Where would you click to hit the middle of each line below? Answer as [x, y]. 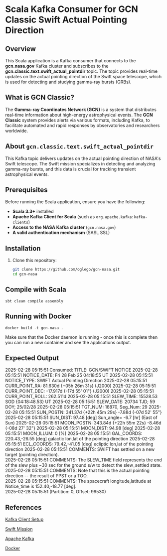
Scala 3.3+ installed [33, 211]
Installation [23, 248]
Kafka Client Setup [24, 520]
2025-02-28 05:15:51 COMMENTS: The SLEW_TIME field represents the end [83, 460]
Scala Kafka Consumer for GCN [72, 9]
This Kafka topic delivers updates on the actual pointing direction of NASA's [83, 158]
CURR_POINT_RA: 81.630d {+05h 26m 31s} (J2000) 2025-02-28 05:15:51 [81, 386]
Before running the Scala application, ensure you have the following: [75, 202]
